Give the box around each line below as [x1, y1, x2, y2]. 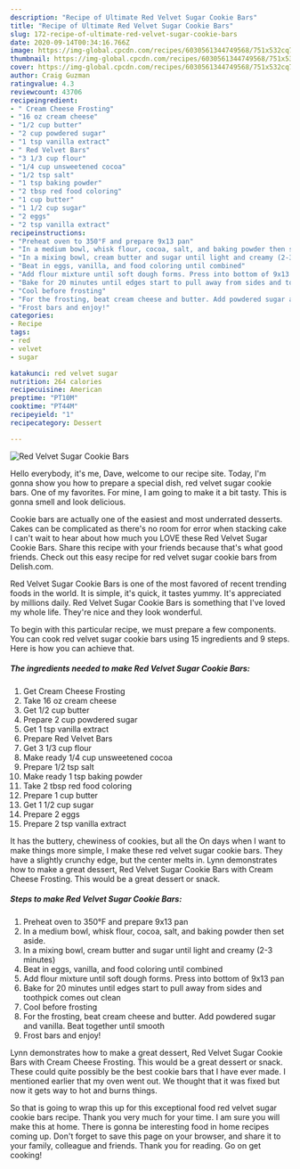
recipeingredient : [10, 95, 78, 105]
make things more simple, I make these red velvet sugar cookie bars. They [10, 845, 283, 855]
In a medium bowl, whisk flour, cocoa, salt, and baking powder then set [22, 926, 285, 936]
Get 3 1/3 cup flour [22, 742, 93, 753]
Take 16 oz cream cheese [22, 695, 117, 706]
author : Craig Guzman [10, 71, 91, 80]
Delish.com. [10, 560, 54, 571]
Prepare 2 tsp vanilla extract [22, 818, 127, 829]
